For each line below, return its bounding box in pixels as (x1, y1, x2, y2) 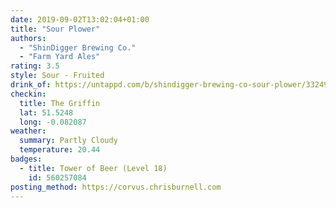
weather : (10, 126, 47, 136)
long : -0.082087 (19, 117, 87, 127)
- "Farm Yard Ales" (19, 52, 101, 62)
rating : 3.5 (10, 61, 60, 71)
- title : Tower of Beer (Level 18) (19, 163, 168, 173)
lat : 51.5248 (19, 107, 74, 118)
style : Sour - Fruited (10, 71, 105, 81)
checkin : (10, 89, 47, 99)
